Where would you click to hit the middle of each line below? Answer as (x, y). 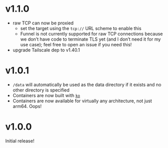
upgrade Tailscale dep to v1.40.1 (46, 50)
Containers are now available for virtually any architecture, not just (82, 101)
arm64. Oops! (27, 106)
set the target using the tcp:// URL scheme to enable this (81, 28)
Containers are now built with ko (46, 95)
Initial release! (20, 141)
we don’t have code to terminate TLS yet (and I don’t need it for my (91, 39)
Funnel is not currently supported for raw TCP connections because (91, 34)
